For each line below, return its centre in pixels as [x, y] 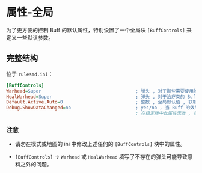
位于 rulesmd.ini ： [30, 74]
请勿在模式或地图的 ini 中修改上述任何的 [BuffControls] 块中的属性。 [100, 144]
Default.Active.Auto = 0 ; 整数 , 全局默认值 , [96, 102]
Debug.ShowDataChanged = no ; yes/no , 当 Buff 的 [98, 108]
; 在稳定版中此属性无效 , [163, 114]
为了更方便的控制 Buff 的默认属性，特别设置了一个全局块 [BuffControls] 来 [99, 30]
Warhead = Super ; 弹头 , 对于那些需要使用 [100, 91]
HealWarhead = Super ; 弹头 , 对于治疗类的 [96, 97]
